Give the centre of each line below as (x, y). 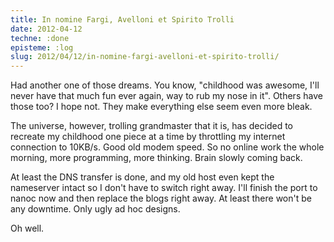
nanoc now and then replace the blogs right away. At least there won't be (161, 198)
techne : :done (40, 38)
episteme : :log (42, 47)
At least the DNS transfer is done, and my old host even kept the (142, 177)
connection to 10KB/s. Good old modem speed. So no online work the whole (167, 147)
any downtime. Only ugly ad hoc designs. (95, 209)
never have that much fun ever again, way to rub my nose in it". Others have (166, 96)
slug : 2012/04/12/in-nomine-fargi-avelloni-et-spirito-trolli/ (145, 57)
